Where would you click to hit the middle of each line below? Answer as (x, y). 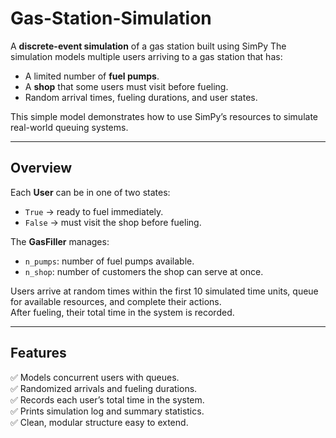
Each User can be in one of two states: (90, 192)
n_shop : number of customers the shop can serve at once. (144, 271)
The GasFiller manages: (60, 241)
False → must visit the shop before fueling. (113, 222)
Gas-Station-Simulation (111, 18)
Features (38, 353)
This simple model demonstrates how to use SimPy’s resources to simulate (164, 116)
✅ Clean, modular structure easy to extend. (99, 422)
